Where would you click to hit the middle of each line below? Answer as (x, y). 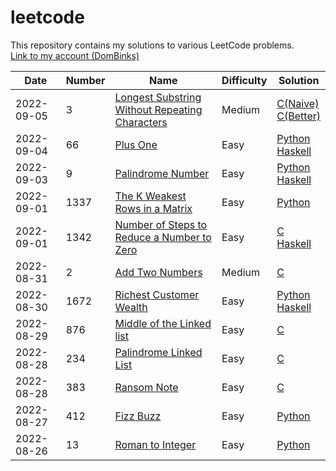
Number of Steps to (161, 224)
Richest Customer (157, 294)
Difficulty (244, 80)
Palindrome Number (162, 173)
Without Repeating (158, 109)
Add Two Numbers (158, 272)
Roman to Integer (155, 444)
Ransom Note (146, 387)
